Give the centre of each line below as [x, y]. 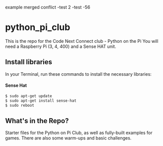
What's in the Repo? [37, 121]
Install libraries [29, 62]
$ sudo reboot [20, 105]
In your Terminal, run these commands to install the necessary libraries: [78, 74]
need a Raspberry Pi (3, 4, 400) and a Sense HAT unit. [61, 46]
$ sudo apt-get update [29, 96]
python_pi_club [38, 27]
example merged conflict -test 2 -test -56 [48, 7]
